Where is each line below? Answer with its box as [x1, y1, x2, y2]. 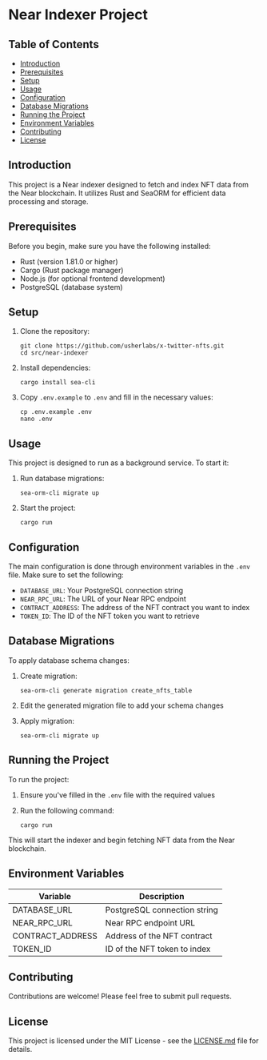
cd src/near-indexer [19, 349, 89, 357]
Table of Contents [8, 38, 100, 51]
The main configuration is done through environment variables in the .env [8, 562, 250, 572]
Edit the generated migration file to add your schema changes [19, 701, 224, 710]
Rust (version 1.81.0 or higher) [19, 256, 118, 266]
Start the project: [19, 503, 76, 513]
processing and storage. [8, 196, 89, 206]
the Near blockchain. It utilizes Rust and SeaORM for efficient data [8, 188, 226, 198]
